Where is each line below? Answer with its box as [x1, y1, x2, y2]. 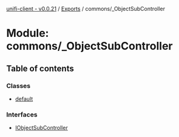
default [15, 95, 33, 102]
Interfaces [6, 110, 38, 119]
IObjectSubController [15, 124, 68, 132]
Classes [6, 81, 31, 90]
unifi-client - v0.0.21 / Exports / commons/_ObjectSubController [6, 5, 166, 12]
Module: [6, 27, 49, 40]
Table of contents [6, 63, 74, 73]
